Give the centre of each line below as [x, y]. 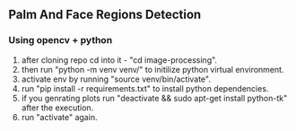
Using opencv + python [61, 40]
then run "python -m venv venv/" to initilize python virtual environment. [152, 69]
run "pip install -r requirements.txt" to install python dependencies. [145, 88]
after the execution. [57, 108]
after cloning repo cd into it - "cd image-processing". [119, 60]
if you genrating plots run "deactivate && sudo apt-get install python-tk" [154, 98]
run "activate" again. [59, 117]
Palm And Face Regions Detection [105, 15]
